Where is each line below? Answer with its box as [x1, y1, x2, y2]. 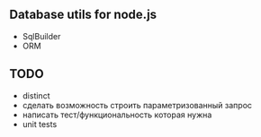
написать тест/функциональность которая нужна [22, 109, 212, 120]
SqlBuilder [22, 30, 61, 41]
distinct [22, 90, 50, 101]
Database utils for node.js [9, 7, 157, 22]
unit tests [22, 118, 58, 129]
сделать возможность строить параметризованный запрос [22, 99, 253, 110]
